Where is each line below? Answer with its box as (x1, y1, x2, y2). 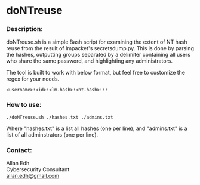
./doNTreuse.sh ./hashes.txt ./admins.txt (6, 114, 113, 120)
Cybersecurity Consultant (6, 166, 70, 173)
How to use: (6, 101, 42, 109)
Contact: (6, 146, 32, 154)
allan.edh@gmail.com (6, 172, 60, 180)
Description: (6, 25, 43, 33)
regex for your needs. (6, 75, 60, 82)
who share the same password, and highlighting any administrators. (6, 57, 173, 64)
